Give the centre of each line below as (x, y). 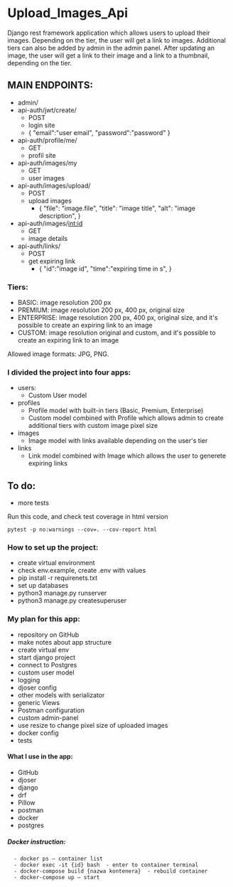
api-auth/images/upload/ (54, 186)
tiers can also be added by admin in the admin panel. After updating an (111, 48)
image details (48, 238)
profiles (29, 403)
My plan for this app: (44, 619)
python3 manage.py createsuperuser (72, 601)
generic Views (39, 702)
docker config (38, 733)
